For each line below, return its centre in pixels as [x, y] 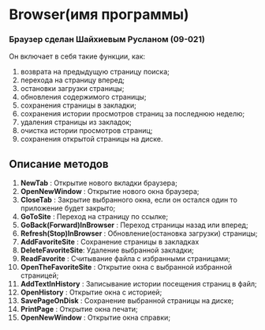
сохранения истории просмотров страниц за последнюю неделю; [132, 114]
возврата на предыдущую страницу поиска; [95, 72]
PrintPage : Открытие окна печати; [79, 309]
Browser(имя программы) [99, 15]
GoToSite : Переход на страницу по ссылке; [94, 217]
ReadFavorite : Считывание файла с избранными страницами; [125, 259]
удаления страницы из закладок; [76, 122]
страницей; [39, 275]
